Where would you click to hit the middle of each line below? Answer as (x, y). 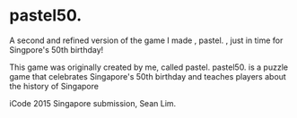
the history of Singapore (54, 86)
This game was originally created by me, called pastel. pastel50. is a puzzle (149, 67)
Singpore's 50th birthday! (57, 49)
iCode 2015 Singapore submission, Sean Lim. (93, 103)
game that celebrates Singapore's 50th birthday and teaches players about (148, 76)
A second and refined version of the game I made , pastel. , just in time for (146, 40)
